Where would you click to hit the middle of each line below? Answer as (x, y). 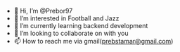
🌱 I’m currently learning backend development (81, 26)
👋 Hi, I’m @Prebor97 (43, 11)
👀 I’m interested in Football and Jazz (66, 18)
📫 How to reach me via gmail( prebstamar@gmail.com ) (94, 41)
